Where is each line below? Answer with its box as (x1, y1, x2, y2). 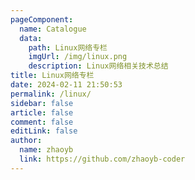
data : (19, 33, 43, 43)
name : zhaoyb (19, 145, 74, 155)
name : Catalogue (19, 24, 87, 34)
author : (10, 136, 43, 146)
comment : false (10, 117, 74, 127)
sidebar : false (10, 98, 74, 108)
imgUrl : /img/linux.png (28, 52, 128, 62)
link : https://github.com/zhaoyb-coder (19, 154, 186, 164)
